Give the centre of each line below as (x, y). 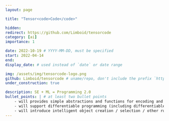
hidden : (13, 28)
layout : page (19, 10)
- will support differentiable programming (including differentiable (90, 106)
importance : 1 (20, 42)
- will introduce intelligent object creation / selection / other (86, 110)
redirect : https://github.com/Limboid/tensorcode (58, 32)
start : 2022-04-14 (24, 55)
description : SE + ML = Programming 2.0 (48, 92)
